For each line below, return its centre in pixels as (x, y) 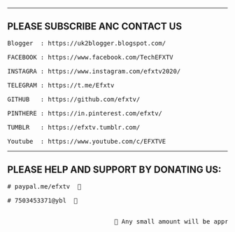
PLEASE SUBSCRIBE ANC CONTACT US (95, 26)
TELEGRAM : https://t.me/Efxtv (61, 85)
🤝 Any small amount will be (162, 221)
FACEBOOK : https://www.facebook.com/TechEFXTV (90, 57)
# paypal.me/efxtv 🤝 (44, 186)
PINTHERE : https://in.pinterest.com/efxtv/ (85, 113)
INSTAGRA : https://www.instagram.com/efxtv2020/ (94, 71)
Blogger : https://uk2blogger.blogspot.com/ (87, 43)
